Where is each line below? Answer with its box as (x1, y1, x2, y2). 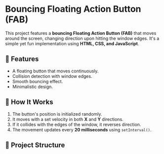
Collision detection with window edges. (12, 73, 92, 79)
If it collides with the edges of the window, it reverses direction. (12, 122, 141, 127)
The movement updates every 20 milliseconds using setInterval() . (12, 126, 152, 132)
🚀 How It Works (5, 98, 53, 106)
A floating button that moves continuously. (12, 68, 99, 74)
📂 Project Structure (5, 141, 65, 149)
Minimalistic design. (12, 84, 53, 90)
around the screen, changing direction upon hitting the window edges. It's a (5, 35, 160, 41)
